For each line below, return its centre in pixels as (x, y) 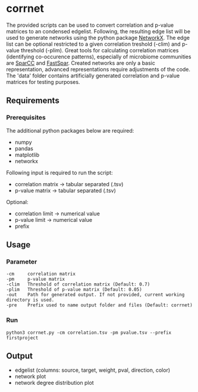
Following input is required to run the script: (59, 173)
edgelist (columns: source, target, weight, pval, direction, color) (92, 370)
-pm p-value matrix (36, 279)
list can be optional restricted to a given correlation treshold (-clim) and (93, 44)
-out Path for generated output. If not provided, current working (95, 295)
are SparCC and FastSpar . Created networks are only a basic (81, 63)
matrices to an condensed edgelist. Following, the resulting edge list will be (98, 31)
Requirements (33, 101)
